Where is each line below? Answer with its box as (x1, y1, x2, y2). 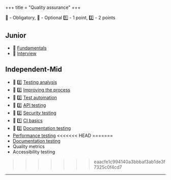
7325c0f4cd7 (94, 164, 122, 170)
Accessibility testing (12, 148, 55, 155)
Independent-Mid (5, 65, 63, 74)
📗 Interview (12, 50, 37, 56)
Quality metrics (12, 143, 45, 149)
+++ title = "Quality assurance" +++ (5, 5, 81, 10)
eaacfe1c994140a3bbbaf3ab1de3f (94, 159, 165, 165)
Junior (5, 31, 26, 40)
